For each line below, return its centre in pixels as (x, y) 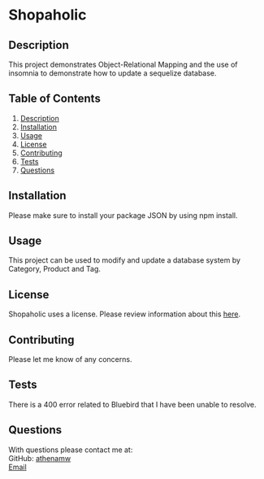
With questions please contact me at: (71, 450)
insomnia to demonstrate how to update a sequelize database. (113, 73)
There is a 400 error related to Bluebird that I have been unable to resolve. (133, 404)
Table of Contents (55, 99)
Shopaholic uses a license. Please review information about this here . (125, 314)
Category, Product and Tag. (55, 269)
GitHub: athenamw (40, 458)
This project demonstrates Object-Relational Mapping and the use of (123, 64)
